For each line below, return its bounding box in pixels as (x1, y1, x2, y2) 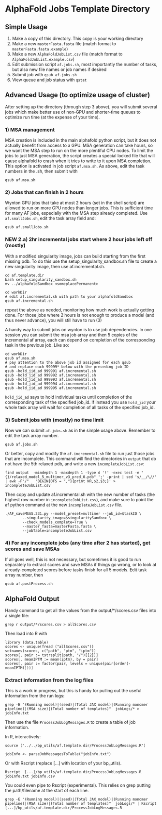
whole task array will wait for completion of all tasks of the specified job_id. (5, 404, 155, 410)
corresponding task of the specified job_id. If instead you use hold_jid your (5, 399, 156, 405)
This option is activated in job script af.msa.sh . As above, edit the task (5, 163, 145, 169)
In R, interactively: (5, 734, 41, 740)
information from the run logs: (5, 693, 65, 699)
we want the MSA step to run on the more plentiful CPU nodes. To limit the (5, 148, 153, 153)
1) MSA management (5, 126, 55, 133)
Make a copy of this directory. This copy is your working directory (12, 35, 144, 41)
